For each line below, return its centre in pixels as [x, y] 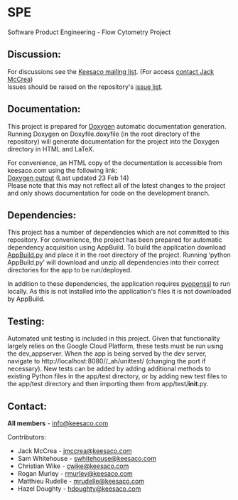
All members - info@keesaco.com [58, 423]
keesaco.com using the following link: [63, 170]
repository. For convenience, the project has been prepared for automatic [115, 240]
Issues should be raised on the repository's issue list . [85, 87]
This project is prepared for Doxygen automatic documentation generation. [117, 126]
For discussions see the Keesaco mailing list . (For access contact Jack [111, 71]
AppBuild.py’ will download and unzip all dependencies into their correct [113, 262]
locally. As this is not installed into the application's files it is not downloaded [119, 292]
